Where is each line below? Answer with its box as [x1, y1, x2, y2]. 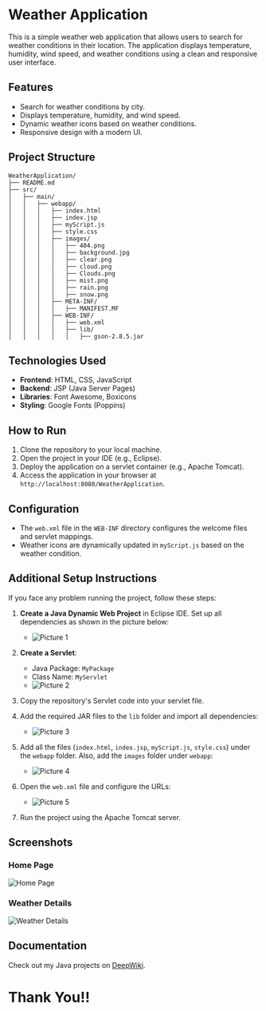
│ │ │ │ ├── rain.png [8, 283, 109, 291]
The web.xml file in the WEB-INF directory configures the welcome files [19, 523, 248, 533]
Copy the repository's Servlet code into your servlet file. [19, 696, 205, 705]
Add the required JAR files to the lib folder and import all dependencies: [19, 711, 259, 720]
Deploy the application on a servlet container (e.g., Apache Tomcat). [19, 462, 244, 472]
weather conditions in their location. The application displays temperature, [8, 40, 252, 50]
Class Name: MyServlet [31, 672, 108, 681]
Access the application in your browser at [19, 470, 157, 480]
